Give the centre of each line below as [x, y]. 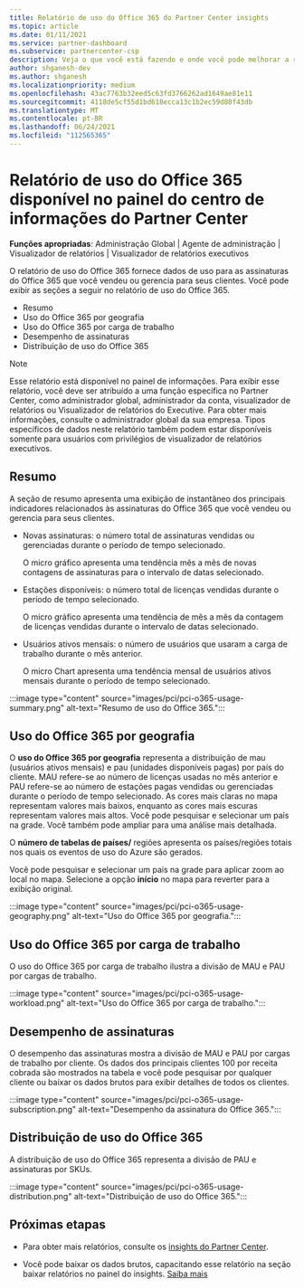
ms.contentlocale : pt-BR [56, 118]
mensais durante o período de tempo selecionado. [116, 680]
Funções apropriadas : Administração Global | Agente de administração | [145, 243]
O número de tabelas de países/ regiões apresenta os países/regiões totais [151, 843]
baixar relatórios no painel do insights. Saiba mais [115, 1274]
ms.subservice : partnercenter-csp [75, 52]
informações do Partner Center [129, 219]
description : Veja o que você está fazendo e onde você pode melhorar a [149, 60]
